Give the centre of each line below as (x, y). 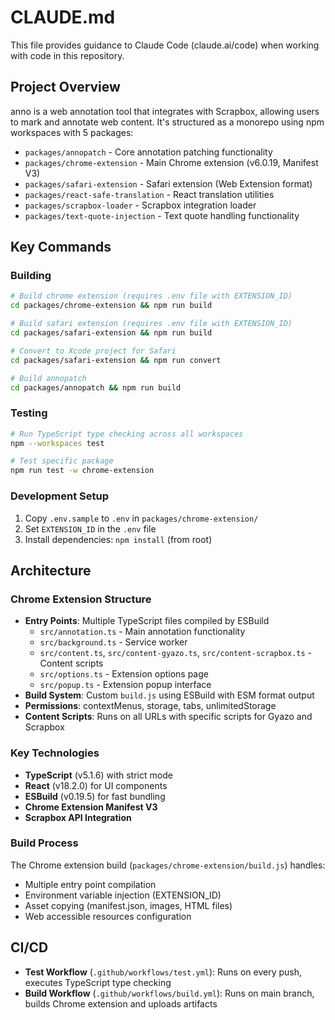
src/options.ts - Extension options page (124, 674)
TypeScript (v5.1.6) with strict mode (98, 775)
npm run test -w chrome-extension (82, 471)
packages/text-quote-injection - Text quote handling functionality (162, 215)
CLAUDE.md (63, 17)
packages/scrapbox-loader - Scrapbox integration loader (140, 205)
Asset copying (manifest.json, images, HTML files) (128, 905)
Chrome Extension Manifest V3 (91, 807)
